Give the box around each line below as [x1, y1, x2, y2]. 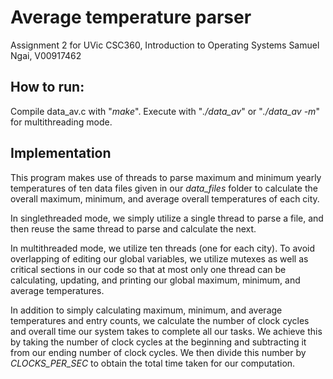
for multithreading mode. [10, 116, 113, 128]
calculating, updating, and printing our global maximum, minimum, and [10, 274, 301, 286]
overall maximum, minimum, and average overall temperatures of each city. [10, 192, 320, 205]
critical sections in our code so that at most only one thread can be [10, 263, 287, 275]
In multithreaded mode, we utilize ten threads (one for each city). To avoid [10, 242, 316, 254]
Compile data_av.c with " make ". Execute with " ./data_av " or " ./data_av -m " [10, 105, 320, 117]
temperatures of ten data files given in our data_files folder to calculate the [10, 182, 318, 194]
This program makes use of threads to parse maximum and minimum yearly [10, 171, 322, 183]
